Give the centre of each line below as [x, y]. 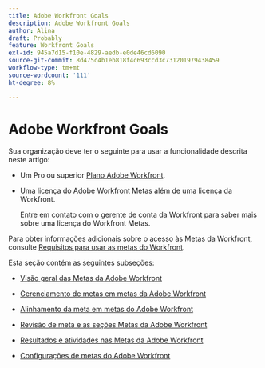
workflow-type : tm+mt [44, 68]
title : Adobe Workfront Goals [59, 16]
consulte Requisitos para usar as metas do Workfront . [97, 247]
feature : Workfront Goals [51, 46]
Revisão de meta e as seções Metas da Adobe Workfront [113, 325]
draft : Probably [35, 38]
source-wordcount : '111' [49, 75]
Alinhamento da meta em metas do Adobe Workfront [107, 310]
